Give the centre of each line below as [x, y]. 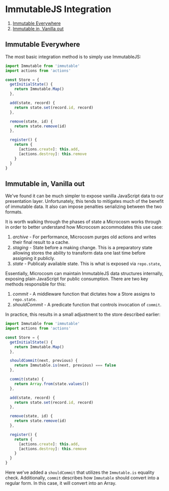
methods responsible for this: [36, 284]
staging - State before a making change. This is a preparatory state [82, 248]
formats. [14, 212]
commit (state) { [27, 379]
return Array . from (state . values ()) [52, 384]
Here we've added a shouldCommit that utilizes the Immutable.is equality [80, 472]
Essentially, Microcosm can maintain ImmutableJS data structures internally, [84, 274]
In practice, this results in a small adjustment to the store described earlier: [83, 314]
